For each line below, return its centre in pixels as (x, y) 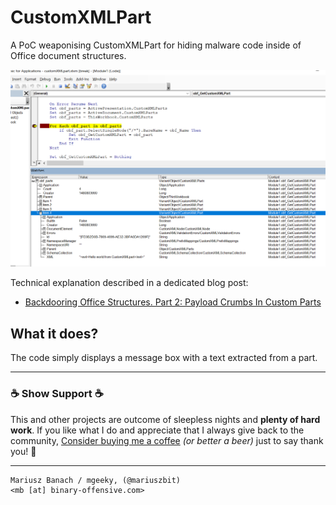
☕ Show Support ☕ (57, 394)
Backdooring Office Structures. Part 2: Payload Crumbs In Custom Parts (173, 302)
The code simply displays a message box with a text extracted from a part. (164, 358)
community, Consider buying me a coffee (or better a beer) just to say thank (167, 440)
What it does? (54, 333)
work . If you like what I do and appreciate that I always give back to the (157, 430)
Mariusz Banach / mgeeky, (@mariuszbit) (96, 480)
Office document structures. (68, 55)
